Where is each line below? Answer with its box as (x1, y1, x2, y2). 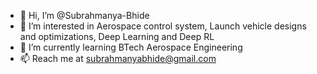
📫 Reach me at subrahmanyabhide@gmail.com (19, 53, 217, 64)
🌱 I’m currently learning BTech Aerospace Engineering (19, 41, 243, 53)
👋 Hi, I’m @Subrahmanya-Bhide (19, 10, 150, 21)
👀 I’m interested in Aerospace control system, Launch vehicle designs (19, 20, 307, 32)
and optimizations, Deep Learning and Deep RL (19, 31, 215, 42)
